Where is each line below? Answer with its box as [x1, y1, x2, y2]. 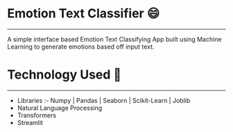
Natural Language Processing [17, 104, 103, 112]
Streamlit [17, 118, 44, 126]
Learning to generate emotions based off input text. [7, 42, 155, 51]
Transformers [17, 110, 57, 119]
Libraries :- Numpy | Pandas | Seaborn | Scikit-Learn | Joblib [17, 96, 191, 104]
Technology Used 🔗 [7, 67, 122, 83]
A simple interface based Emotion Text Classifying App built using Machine [7, 35, 222, 43]
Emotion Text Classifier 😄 [7, 6, 160, 22]
